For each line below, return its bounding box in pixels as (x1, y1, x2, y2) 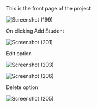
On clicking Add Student (6, 27, 64, 34)
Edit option (6, 50, 32, 57)
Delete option (6, 84, 38, 91)
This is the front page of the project (6, 5, 91, 12)
